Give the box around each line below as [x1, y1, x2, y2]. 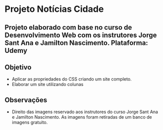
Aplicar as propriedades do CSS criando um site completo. [11, 76, 132, 82]
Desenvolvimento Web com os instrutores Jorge [4, 31, 157, 39]
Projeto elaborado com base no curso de [4, 23, 132, 32]
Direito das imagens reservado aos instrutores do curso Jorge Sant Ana [11, 109, 158, 115]
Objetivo [4, 63, 32, 71]
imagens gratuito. [11, 120, 48, 126]
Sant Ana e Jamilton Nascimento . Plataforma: [4, 39, 148, 47]
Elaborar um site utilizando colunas [11, 82, 84, 87]
